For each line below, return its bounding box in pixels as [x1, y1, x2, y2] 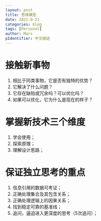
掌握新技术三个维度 [5, 116, 86, 128]
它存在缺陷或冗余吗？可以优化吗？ [12, 90, 84, 96]
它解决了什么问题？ [12, 84, 53, 90]
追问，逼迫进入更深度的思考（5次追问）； [12, 210, 98, 216]
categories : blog [5, 21, 42, 27]
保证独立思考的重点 [5, 166, 86, 178]
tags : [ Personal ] [5, 27, 42, 32]
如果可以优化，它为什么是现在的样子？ [12, 96, 93, 103]
